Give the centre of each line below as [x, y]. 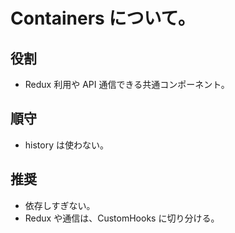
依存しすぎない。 [60, 205]
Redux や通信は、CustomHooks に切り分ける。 [122, 218]
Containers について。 [103, 18]
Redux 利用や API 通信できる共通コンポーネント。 [127, 84]
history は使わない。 [66, 145]
